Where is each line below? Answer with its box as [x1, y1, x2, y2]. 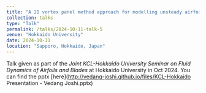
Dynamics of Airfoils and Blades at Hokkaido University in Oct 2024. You [6, 66, 191, 73]
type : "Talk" [6, 20, 40, 26]
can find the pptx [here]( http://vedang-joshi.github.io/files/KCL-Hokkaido [6, 73, 191, 80]
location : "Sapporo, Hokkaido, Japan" [6, 43, 105, 50]
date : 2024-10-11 [6, 37, 51, 43]
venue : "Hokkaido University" [6, 32, 84, 38]
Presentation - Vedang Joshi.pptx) [6, 79, 93, 86]
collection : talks [6, 15, 53, 21]
